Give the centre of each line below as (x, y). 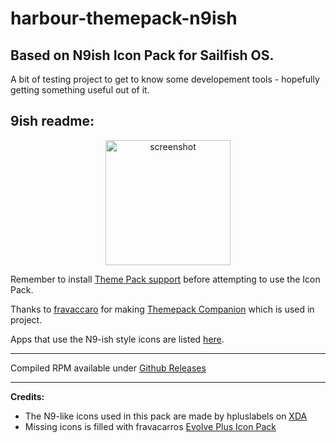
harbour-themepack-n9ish (124, 18)
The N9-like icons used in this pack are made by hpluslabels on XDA (166, 416)
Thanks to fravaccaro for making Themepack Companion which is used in (162, 309)
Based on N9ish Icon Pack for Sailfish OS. (142, 55)
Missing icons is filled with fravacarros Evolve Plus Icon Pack (150, 426)
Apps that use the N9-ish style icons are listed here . (117, 339)
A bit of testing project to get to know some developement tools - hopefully (165, 79)
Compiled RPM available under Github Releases (108, 368)
